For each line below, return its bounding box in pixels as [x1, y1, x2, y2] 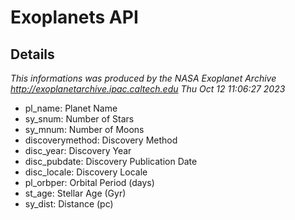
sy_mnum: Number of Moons [24, 124, 145, 135]
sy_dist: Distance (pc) [24, 198, 114, 210]
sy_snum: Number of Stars [24, 113, 135, 125]
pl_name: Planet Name [24, 102, 118, 114]
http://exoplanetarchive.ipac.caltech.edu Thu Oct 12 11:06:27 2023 [10, 83, 286, 95]
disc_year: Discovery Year [24, 145, 132, 156]
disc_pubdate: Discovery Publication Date [24, 156, 198, 167]
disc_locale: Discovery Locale [24, 166, 148, 178]
